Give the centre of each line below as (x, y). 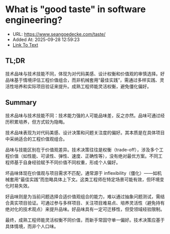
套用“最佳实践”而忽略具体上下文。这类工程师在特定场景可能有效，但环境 (85, 179)
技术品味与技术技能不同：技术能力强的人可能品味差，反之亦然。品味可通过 (83, 115)
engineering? (34, 20)
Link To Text (25, 45)
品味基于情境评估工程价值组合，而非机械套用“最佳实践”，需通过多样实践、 (83, 80)
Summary (21, 103)
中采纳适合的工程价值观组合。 (36, 139)
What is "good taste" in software (75, 9)
